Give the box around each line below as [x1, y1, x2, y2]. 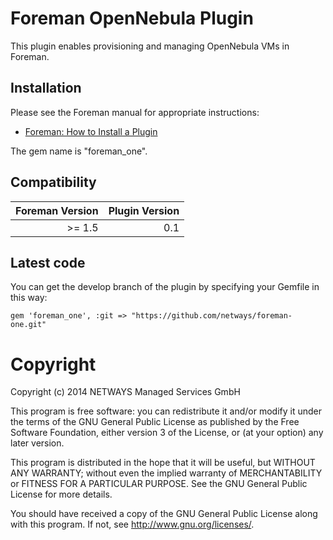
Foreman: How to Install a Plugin [24, 125, 158, 137]
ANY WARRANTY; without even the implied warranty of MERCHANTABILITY [10, 467, 323, 479]
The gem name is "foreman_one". [10, 145, 148, 157]
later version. [10, 437, 65, 449]
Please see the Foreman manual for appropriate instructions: [10, 106, 260, 118]
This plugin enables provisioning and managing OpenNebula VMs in [10, 40, 290, 52]
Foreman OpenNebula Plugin [10, 7, 254, 30]
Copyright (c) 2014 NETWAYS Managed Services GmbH [10, 386, 241, 398]
